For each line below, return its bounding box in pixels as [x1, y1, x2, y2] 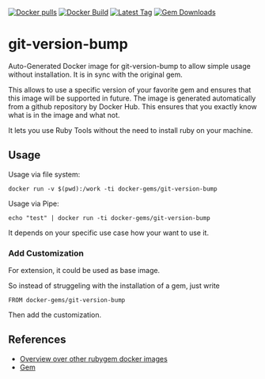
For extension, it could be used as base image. [8, 266, 161, 275]
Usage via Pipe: [8, 199, 59, 208]
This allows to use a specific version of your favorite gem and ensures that [8, 85, 252, 94]
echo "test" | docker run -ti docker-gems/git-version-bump [8, 214, 211, 222]
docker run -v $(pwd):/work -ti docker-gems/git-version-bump [8, 184, 218, 193]
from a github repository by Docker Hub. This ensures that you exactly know [8, 101, 257, 111]
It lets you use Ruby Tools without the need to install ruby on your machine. [8, 125, 253, 135]
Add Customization [8, 248, 85, 259]
